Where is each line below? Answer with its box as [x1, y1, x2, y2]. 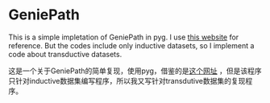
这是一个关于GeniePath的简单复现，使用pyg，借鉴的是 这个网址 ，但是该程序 [8, 66, 262, 76]
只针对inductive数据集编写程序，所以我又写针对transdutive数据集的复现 [8, 76, 246, 85]
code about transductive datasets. [8, 49, 123, 59]
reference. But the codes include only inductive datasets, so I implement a [8, 40, 255, 50]
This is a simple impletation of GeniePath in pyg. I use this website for [8, 32, 239, 42]
